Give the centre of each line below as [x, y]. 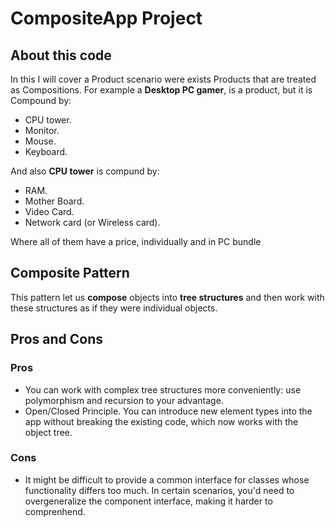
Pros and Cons [56, 339]
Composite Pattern [70, 273]
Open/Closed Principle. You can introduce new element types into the [168, 411]
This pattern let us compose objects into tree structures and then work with [167, 297]
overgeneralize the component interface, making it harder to [148, 501]
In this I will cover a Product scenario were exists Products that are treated [163, 79]
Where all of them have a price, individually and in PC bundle [136, 241]
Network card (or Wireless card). [92, 222]
